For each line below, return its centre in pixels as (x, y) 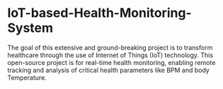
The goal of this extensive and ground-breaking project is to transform (110, 47)
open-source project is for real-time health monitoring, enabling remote (111, 62)
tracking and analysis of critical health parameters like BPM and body (109, 70)
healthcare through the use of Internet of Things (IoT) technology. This (110, 55)
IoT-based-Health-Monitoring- (100, 13)
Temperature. (27, 77)
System (30, 28)
